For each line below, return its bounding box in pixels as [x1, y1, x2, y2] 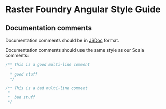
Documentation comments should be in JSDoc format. [5, 37, 120, 43]
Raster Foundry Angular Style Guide [5, 4, 161, 15]
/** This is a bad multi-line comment [5, 85, 88, 91]
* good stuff [10, 71, 38, 77]
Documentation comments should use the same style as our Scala [5, 47, 144, 53]
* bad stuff [7, 95, 36, 100]
